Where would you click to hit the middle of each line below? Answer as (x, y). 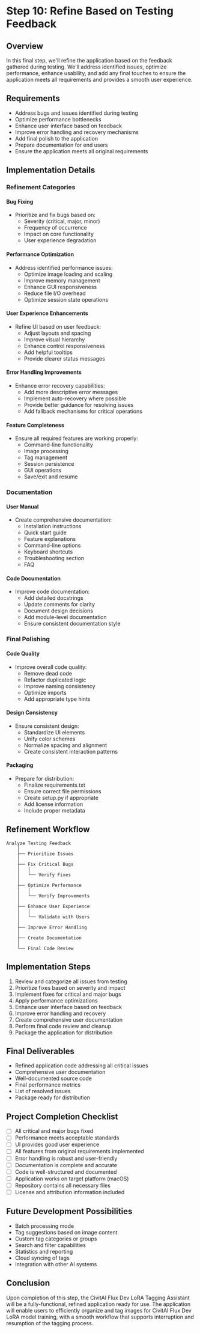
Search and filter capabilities (50, 1245)
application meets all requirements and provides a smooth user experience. (99, 80)
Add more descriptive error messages (71, 392)
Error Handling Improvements (44, 372)
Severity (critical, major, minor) (62, 221)
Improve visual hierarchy (54, 339)
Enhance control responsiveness (64, 346)
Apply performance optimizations (56, 1000)
